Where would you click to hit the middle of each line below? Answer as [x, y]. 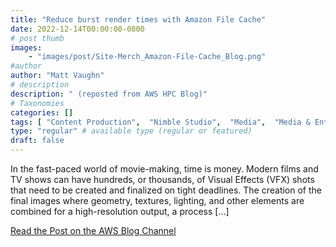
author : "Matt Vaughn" [57, 76]
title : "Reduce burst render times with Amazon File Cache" [138, 19]
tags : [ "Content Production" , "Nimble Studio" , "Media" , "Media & [160, 122]
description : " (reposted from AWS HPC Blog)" [109, 94]
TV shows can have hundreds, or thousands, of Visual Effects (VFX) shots [162, 179]
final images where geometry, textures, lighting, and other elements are [157, 200]
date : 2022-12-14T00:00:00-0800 [77, 29]
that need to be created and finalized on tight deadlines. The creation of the [166, 190]
